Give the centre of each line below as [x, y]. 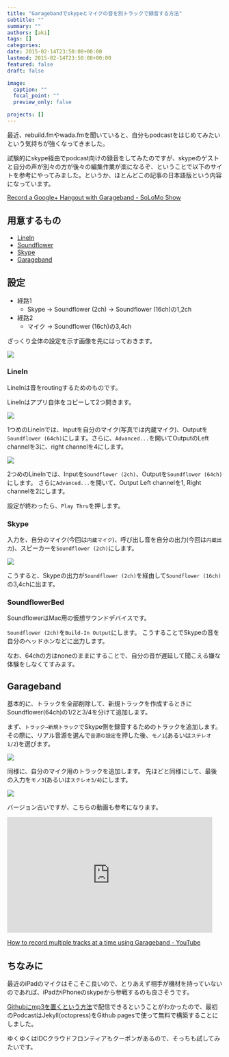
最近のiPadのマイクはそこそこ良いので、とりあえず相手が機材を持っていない [115, 984]
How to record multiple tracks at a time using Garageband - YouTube [104, 943]
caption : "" [30, 90]
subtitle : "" [26, 20]
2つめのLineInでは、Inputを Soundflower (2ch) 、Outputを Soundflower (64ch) [115, 474]
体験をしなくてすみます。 [43, 664]
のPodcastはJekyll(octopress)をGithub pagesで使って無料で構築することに [113, 1015]
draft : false [26, 71]
